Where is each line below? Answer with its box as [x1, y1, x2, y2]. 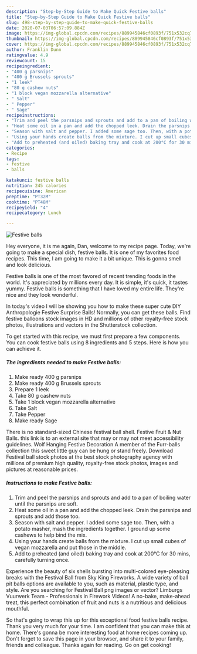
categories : [6, 145, 35, 151]
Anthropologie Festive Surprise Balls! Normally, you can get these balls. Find [6, 309, 191, 316]
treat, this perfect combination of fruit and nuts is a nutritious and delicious [6, 599, 187, 606]
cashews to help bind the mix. [14, 531, 87, 538]
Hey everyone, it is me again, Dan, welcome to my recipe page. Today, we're [6, 243, 191, 250]
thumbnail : [6, 36, 33, 42]
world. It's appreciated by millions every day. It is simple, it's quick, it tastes [6, 279, 188, 286]
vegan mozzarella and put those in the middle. [14, 544, 127, 551]
